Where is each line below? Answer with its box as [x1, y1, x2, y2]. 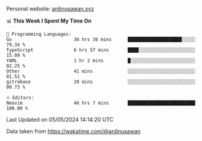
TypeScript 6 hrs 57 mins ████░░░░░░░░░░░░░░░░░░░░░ [6, 47, 196, 53]
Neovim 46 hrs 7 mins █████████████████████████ [6, 100, 196, 106]
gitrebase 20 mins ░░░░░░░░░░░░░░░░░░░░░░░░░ [6, 79, 196, 85]
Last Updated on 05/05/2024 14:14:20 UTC [6, 116, 113, 123]
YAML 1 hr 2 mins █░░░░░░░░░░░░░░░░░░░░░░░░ [6, 57, 196, 64]
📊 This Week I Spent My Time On [6, 18, 92, 24]
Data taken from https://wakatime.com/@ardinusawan [6, 128, 140, 135]
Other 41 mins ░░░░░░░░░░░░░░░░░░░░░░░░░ [6, 68, 196, 74]
